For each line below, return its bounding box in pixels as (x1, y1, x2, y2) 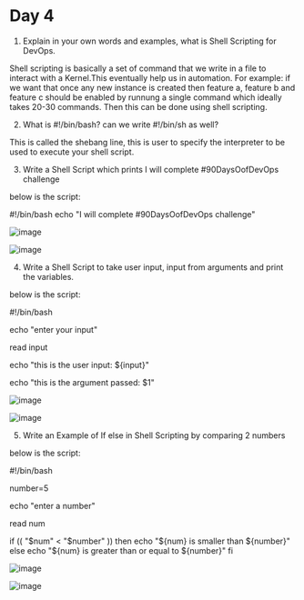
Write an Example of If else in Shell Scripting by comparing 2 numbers (22, 429, 286, 441)
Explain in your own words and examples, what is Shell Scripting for (22, 35, 277, 46)
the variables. (22, 271, 75, 282)
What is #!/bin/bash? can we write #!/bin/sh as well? (22, 119, 219, 130)
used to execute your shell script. (9, 146, 135, 157)
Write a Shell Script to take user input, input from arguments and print (22, 261, 284, 273)
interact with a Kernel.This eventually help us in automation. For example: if (9, 72, 291, 83)
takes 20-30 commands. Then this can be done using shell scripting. (9, 101, 268, 112)
